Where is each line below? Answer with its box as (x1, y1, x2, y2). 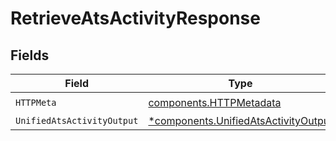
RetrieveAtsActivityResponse (10, 7, 261, 30)
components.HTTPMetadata (148, 95, 282, 109)
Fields (10, 47, 50, 64)
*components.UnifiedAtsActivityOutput (148, 114, 333, 127)
